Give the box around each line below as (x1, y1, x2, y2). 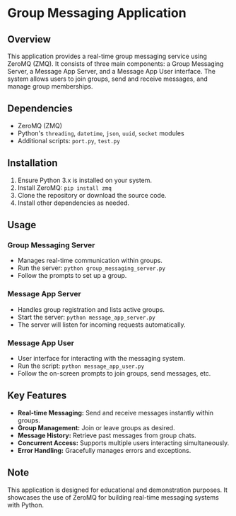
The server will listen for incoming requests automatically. (17, 320, 186, 329)
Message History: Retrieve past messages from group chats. (17, 431, 196, 439)
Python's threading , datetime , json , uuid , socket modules (17, 129, 185, 138)
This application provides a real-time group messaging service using (7, 52, 207, 60)
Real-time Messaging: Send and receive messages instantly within (17, 408, 214, 417)
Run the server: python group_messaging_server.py (17, 264, 166, 272)
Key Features (7, 390, 67, 402)
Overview (7, 33, 52, 45)
